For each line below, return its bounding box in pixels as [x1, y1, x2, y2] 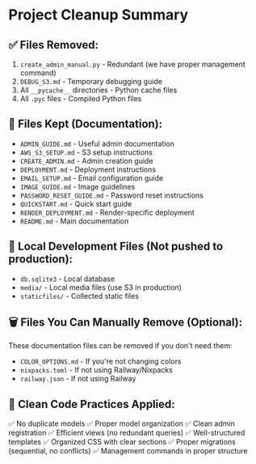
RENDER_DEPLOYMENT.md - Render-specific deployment [19, 207, 195, 217]
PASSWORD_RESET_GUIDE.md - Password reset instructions [19, 190, 204, 200]
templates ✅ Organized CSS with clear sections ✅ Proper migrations [8, 437, 236, 447]
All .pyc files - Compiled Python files [19, 94, 142, 103]
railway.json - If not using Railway [19, 374, 136, 384]
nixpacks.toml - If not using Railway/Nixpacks [19, 365, 174, 375]
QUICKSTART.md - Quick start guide [19, 198, 132, 208]
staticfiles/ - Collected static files [19, 291, 140, 300]
